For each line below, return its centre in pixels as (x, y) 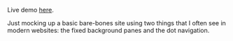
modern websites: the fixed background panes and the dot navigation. (108, 30)
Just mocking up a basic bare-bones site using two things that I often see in (116, 23)
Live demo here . (31, 10)
